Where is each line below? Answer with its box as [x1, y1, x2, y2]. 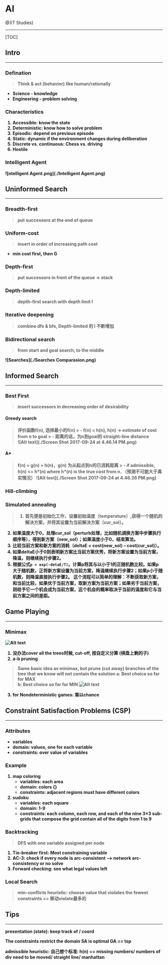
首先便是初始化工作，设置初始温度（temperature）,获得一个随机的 [24, 513, 162, 519]
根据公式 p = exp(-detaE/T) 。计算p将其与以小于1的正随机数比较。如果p [12, 561, 159, 567]
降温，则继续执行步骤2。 [12, 555, 64, 561]
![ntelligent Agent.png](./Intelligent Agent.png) [5, 170, 106, 176]
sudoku [12, 794, 29, 800]
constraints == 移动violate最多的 [17, 896, 86, 902]
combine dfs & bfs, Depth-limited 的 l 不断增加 [17, 323, 114, 329]
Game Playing [5, 607, 49, 616]
